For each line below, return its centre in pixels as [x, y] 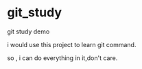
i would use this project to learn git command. [72, 44]
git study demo [28, 31]
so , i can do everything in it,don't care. [62, 58]
